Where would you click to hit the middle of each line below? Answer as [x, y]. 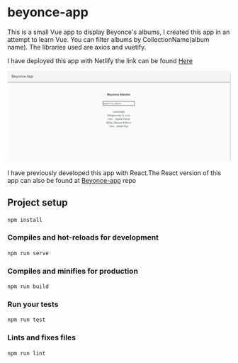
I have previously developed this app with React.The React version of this [114, 173]
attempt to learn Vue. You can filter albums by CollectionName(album [109, 39]
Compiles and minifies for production [73, 271]
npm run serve [28, 253]
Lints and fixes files [42, 337]
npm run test [27, 320]
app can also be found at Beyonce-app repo [72, 180]
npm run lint [27, 353]
